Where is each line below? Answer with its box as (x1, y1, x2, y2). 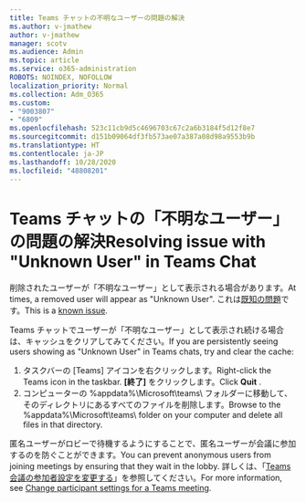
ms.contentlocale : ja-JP (9, 149, 104, 158)
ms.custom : (9, 98, 51, 108)
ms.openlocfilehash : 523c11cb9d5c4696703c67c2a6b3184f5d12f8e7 (9, 124, 256, 133)
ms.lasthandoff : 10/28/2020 (9, 157, 117, 167)
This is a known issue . (24, 305, 108, 316)
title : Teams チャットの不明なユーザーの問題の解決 (9, 13, 185, 23)
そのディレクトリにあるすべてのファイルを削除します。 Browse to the (22, 399, 281, 411)
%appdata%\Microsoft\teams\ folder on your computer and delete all (22, 410, 283, 421)
